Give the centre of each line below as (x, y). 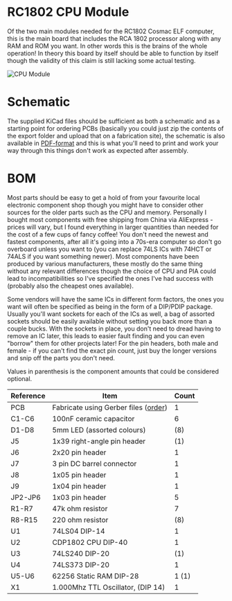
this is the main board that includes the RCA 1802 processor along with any (114, 38)
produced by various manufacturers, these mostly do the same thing (105, 263)
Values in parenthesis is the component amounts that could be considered (113, 371)
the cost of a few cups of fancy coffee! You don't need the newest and (108, 234)
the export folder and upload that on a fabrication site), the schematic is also (116, 136)
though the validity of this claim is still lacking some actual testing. (101, 60)
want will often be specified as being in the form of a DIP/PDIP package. (110, 306)
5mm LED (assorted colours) (99, 429)
